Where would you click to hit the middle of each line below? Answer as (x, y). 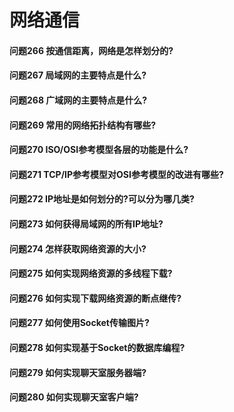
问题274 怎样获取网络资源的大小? (78, 248)
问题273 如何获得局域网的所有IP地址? (86, 223)
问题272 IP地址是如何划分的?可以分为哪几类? (102, 199)
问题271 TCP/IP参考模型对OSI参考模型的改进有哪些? (116, 174)
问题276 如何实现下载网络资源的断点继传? (95, 298)
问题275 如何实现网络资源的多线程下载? (91, 273)
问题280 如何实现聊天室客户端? (74, 397)
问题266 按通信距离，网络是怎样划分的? (91, 50)
